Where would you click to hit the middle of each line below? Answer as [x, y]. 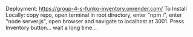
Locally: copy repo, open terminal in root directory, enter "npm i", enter [94, 15]
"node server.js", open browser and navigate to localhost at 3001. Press [95, 21]
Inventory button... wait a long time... [51, 27]
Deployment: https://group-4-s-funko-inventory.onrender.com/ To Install [96, 9]
